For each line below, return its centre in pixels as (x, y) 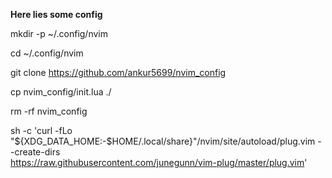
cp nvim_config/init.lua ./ (61, 92)
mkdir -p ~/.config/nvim (59, 33)
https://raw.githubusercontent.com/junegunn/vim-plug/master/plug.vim (157, 162)
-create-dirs (35, 152)
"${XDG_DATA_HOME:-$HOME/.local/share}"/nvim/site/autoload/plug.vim (163, 141)
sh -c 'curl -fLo (41, 130)
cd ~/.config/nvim (47, 53)
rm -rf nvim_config (49, 111)
